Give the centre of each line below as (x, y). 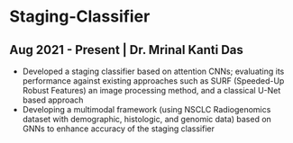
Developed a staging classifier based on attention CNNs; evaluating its (153, 71)
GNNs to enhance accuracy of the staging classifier (118, 129)
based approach (53, 100)
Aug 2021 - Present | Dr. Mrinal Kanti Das (126, 50)
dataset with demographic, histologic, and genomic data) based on (147, 119)
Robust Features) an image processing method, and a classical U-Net (151, 90)
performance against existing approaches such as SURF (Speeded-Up (153, 81)
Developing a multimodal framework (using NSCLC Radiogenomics (146, 109)
